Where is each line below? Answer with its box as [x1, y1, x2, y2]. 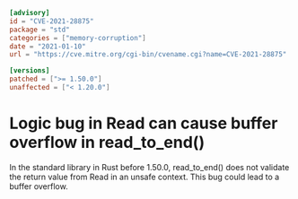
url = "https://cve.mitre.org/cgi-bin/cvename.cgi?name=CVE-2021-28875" [9, 50, 287, 59]
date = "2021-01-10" [9, 41, 87, 51]
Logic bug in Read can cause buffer [9, 113, 278, 134]
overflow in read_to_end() [9, 133, 205, 152]
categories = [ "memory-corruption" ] [9, 33, 146, 42]
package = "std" [9, 25, 70, 34]
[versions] [9, 66, 50, 75]
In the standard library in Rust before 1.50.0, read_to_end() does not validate [9, 161, 290, 172]
